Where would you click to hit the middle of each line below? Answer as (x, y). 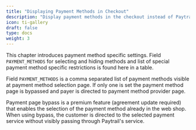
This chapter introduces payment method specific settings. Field (84, 55)
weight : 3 (18, 38)
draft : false (22, 28)
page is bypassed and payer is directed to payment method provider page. (96, 91)
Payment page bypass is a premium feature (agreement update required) (94, 102)
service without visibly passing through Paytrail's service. (75, 121)
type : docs (19, 33)
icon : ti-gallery (27, 22)
